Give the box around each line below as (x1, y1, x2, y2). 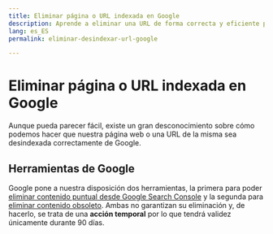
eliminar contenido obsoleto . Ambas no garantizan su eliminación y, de (8, 201, 245, 210)
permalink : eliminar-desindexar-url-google (8, 34, 158, 43)
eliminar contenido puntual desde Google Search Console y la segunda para (8, 192, 264, 201)
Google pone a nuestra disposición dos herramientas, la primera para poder (8, 184, 262, 193)
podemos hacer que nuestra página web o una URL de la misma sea (8, 129, 237, 139)
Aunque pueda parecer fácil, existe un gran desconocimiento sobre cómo (8, 121, 255, 131)
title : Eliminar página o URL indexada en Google (8, 11, 180, 20)
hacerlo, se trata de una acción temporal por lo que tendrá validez (8, 209, 232, 219)
